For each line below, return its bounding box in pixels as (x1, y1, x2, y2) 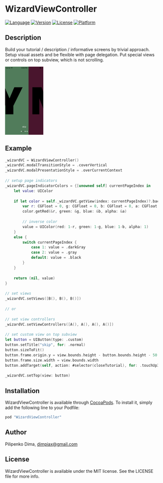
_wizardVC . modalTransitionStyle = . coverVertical (5, 163, 108, 168)
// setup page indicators (5, 179, 57, 183)
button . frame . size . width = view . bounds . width (5, 358, 98, 363)
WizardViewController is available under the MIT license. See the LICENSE (5, 468, 154, 474)
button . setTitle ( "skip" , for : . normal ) (5, 342, 86, 347)
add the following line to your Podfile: (5, 405, 80, 411)
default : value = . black (31, 255, 81, 260)
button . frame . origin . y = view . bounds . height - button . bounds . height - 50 (5, 353, 158, 358)
